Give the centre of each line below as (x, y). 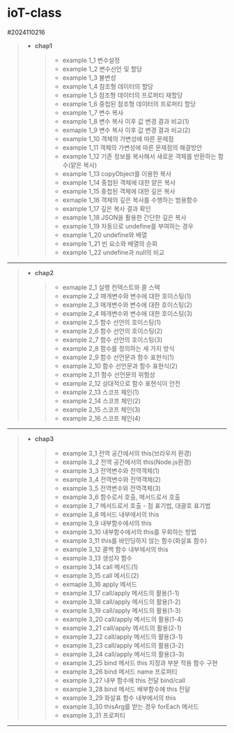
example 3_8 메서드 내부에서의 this (111, 514)
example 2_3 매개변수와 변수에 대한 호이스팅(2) (127, 305)
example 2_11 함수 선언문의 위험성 (109, 375)
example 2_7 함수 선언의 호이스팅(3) (112, 340)
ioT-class (34, 13)
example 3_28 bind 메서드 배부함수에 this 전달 (126, 689)
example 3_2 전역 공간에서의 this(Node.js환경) (127, 462)
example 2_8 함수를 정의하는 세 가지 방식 (119, 348)
